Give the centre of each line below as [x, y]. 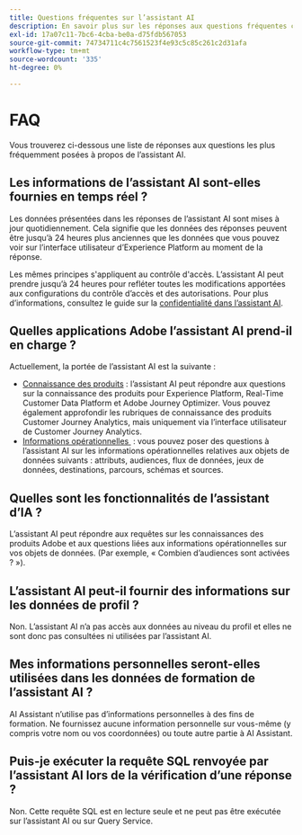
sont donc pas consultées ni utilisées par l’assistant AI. [111, 636]
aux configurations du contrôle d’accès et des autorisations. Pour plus [139, 293]
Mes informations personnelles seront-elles [135, 665]
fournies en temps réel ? [79, 197]
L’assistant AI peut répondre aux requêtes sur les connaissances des [137, 534]
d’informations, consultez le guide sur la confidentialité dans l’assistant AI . [147, 303]
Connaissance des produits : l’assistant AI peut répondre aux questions [154, 384]
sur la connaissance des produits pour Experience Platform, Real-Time [153, 394]
